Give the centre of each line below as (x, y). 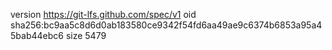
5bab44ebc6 (37, 35)
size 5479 (86, 35)
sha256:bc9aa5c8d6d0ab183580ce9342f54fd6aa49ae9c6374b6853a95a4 (166, 25)
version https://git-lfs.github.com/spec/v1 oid (103, 14)
